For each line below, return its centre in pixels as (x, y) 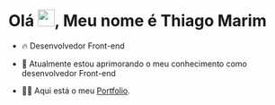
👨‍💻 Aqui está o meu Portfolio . (76, 91)
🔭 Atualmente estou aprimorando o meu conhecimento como (134, 64)
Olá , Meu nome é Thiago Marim (137, 21)
